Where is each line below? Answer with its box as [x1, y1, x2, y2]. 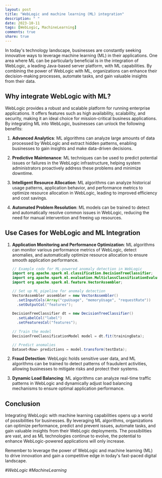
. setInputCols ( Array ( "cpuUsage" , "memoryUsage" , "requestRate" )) [16, 297, 151, 303]
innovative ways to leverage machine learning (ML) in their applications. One [5, 52, 158, 58]
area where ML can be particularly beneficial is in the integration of [5, 58, 139, 63]
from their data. [5, 78, 36, 84]
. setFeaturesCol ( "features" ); [16, 320, 77, 325]
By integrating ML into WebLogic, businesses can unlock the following [5, 121, 145, 126]
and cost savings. [12, 195, 47, 201]
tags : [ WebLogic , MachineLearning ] [5, 25, 77, 30]
